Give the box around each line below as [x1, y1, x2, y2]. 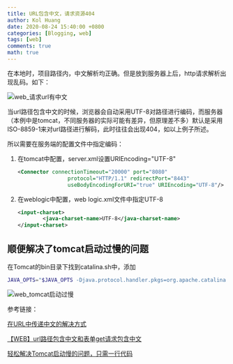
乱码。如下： [13, 77, 50, 86]
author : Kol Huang [7, 17, 61, 24]
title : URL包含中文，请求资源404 [7, 10, 96, 17]
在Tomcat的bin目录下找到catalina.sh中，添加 [7, 262, 136, 271]
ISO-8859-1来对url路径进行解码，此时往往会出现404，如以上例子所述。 [7, 125, 213, 133]
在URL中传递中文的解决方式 [7, 319, 87, 328]
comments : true [7, 43, 52, 50]
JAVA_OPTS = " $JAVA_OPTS [7, 276, 73, 283]
